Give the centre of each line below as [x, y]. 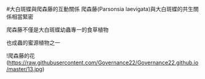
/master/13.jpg [25, 69]
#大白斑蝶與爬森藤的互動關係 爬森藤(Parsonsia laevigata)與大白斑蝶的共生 [100, 9]
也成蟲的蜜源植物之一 [33, 43]
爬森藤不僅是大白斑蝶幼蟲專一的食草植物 [57, 30]
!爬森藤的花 [21, 56]
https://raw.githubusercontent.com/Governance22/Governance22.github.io [103, 62]
